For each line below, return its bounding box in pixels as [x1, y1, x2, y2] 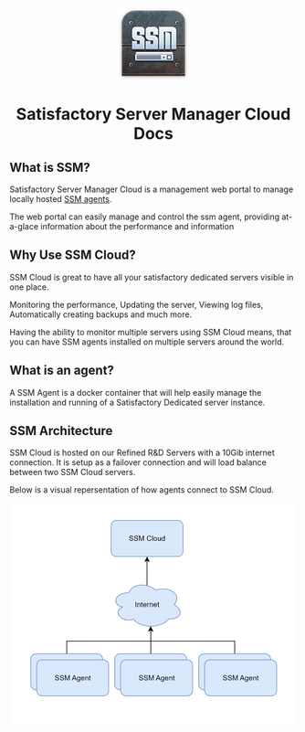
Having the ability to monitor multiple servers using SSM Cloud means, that [9, 326, 292, 337]
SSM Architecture [9, 423, 113, 439]
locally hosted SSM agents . [9, 194, 112, 204]
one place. [9, 281, 49, 292]
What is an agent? [9, 363, 114, 378]
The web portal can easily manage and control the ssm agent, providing [9, 211, 280, 222]
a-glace [9, 221, 39, 231]
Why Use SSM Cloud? [9, 248, 136, 263]
